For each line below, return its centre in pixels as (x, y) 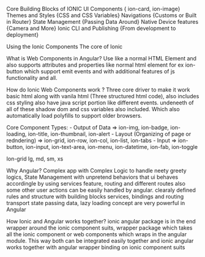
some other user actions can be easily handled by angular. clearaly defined (101, 190)
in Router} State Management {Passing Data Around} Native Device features (102, 22)
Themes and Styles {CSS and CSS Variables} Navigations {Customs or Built (102, 15)
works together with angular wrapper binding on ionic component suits (96, 247)
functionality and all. (32, 78)
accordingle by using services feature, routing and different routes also (96, 183)
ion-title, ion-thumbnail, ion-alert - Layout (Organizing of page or (110, 134)
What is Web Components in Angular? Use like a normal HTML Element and (102, 58)
